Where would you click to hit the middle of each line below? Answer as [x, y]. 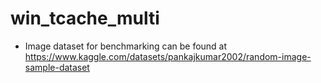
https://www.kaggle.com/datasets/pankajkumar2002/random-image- [168, 56]
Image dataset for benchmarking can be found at [126, 46]
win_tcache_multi [85, 18]
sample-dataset [57, 67]
